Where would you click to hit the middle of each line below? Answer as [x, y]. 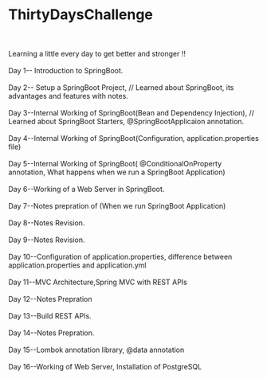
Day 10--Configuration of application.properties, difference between [120, 256]
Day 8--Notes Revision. [47, 223]
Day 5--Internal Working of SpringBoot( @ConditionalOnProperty [115, 163]
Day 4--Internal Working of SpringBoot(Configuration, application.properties [133, 138]
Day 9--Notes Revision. [47, 240]
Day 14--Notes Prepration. [51, 333]
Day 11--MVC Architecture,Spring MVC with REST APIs [98, 282]
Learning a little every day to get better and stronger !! [97, 53]
